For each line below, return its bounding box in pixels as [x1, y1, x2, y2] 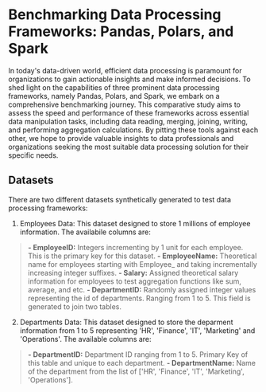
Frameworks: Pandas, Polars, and [8, 22, 234, 41]
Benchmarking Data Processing [8, 6, 222, 24]
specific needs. [8, 150, 59, 160]
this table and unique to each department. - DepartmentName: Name [27, 358, 256, 367]
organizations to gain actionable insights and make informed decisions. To [8, 74, 252, 84]
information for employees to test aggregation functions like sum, [27, 276, 242, 286]
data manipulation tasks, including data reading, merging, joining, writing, [8, 116, 249, 126]
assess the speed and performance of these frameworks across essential [8, 108, 249, 117]
